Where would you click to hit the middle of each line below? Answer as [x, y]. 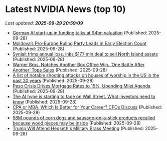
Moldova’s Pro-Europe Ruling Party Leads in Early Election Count [79, 43]
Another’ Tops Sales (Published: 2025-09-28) [60, 70]
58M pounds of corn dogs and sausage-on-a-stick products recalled [84, 117]
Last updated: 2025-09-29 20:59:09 [44, 23]
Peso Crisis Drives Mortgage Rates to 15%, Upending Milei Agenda [81, 85]
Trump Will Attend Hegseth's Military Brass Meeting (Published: [78, 128]
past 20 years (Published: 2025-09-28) [53, 80]
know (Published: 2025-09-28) [44, 101]
